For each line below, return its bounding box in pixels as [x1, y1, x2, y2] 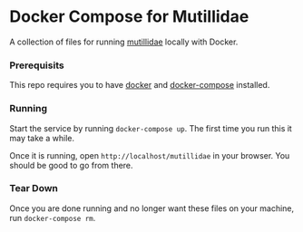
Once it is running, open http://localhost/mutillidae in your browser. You [9, 150, 290, 160]
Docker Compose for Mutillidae [9, 6, 249, 27]
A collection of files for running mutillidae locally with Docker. [9, 36, 239, 47]
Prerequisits [9, 59, 65, 72]
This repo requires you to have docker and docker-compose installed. [9, 80, 270, 91]
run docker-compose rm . [9, 212, 96, 223]
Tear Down [9, 182, 59, 195]
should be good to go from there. [9, 159, 133, 170]
